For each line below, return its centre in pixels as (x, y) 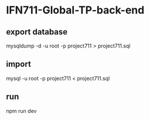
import (18, 64)
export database (37, 32)
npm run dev (21, 111)
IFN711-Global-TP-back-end (75, 10)
